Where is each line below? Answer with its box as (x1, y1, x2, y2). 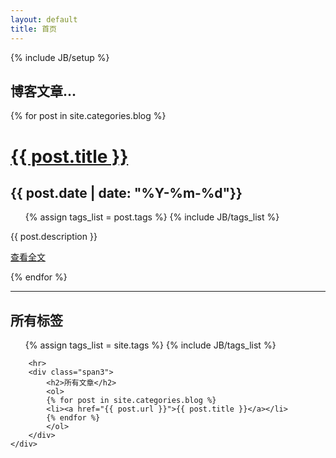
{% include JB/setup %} (10, 51, 110, 63)
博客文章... (10, 82, 77, 100)
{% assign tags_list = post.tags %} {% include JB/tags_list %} (24, 211, 280, 223)
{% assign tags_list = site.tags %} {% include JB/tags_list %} (24, 339, 277, 351)
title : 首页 (10, 24, 57, 34)
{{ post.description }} (10, 231, 98, 243)
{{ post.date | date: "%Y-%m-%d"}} (10, 184, 243, 201)
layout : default (10, 14, 78, 25)
